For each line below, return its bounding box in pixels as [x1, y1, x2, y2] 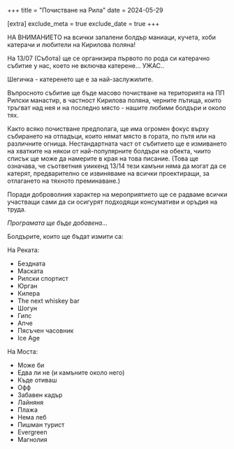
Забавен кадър [17, 391, 63, 399]
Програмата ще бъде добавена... [7, 219, 108, 227]
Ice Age [17, 334, 41, 342]
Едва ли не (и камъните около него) [17, 368, 125, 377]
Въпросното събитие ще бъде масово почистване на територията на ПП [7, 89, 225, 97]
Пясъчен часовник [17, 326, 74, 335]
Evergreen [17, 428, 47, 436]
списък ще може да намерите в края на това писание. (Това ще [7, 154, 199, 163]
